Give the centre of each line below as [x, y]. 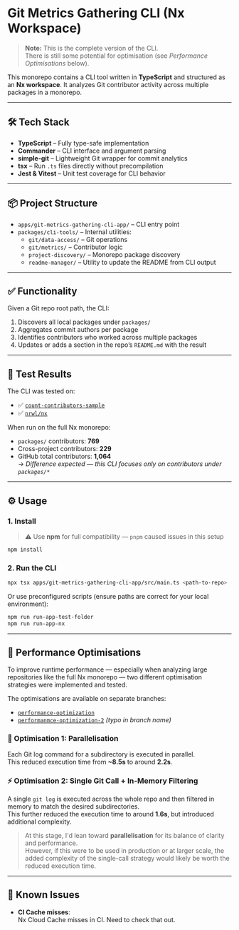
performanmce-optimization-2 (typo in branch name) [95, 720]
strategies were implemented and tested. [68, 685]
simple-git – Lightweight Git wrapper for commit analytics [102, 158]
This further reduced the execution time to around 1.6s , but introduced [111, 814]
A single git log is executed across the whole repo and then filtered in [111, 799]
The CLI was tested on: [41, 391]
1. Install [22, 521]
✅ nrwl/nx [32, 413]
